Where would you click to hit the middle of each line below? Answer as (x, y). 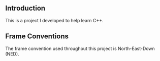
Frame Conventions (37, 37)
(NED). (12, 54)
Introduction (25, 8)
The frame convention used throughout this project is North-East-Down (80, 48)
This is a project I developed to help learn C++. (54, 20)
